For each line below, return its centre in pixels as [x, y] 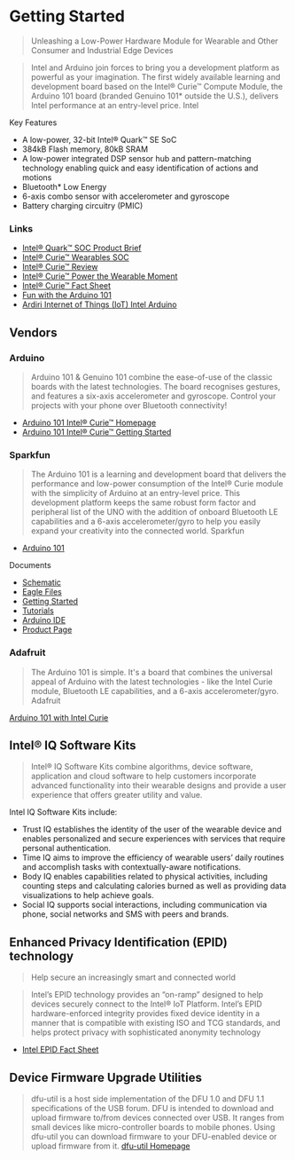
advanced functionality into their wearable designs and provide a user [159, 785]
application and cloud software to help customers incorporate [144, 776]
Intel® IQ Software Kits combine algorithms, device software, [142, 767]
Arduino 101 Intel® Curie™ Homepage [89, 422]
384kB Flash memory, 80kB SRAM [85, 149]
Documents [30, 565]
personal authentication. [66, 848]
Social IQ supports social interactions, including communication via [144, 905]
